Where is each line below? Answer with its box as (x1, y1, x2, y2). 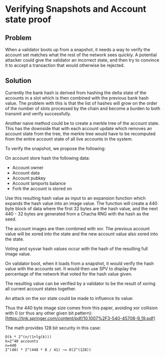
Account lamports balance (12, 180, 66, 186)
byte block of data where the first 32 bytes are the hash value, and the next (5, 206, 158, 212)
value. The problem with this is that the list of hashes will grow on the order (5, 100, 158, 106)
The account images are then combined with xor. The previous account (5, 225, 150, 231)
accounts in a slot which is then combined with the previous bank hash (5, 95, 149, 101)
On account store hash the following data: (5, 155, 90, 161)
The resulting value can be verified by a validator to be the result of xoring (5, 280, 156, 286)
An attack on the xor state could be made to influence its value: (5, 295, 133, 301)
